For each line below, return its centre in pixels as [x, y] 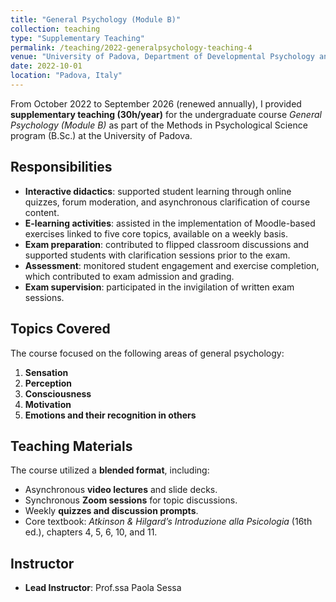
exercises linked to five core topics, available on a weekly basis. [156, 233]
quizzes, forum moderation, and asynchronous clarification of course [167, 202]
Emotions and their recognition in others [110, 415]
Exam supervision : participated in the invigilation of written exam [159, 287]
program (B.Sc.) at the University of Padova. [101, 135]
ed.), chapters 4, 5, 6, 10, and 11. [91, 532]
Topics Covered [60, 329]
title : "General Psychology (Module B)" [96, 19]
